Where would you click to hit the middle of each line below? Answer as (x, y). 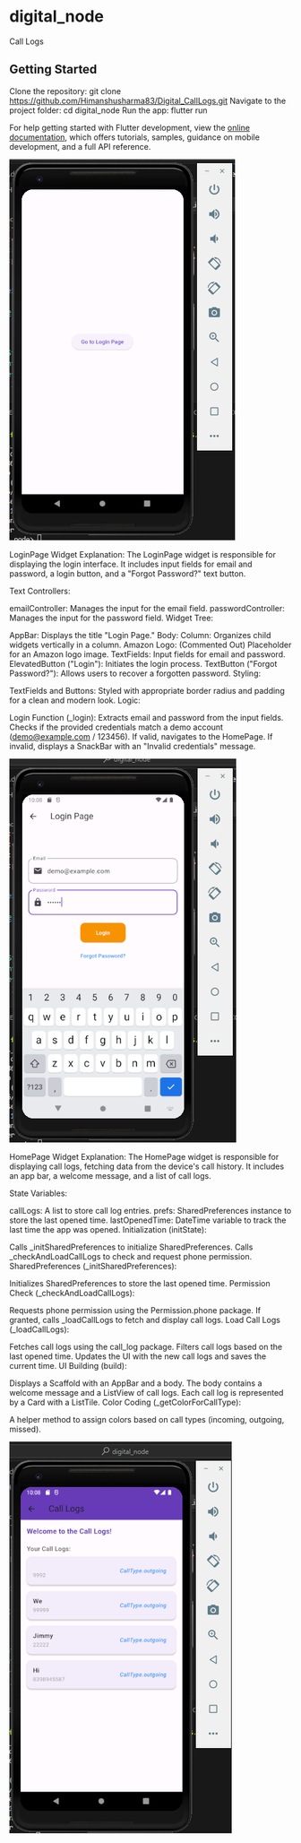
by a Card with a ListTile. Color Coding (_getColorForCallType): (125, 1402)
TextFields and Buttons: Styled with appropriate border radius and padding (147, 690)
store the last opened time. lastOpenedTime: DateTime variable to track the (148, 1220)
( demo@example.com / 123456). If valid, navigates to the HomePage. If (141, 736)
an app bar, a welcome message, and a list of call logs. (111, 1175)
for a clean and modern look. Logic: (75, 700)
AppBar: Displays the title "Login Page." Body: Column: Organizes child (140, 635)
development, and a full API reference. (80, 146)
